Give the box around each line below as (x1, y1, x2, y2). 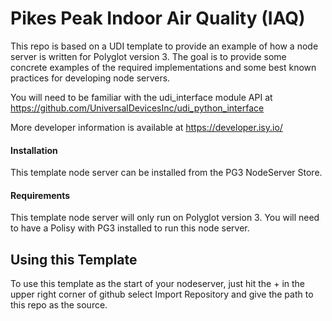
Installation (10, 144, 58, 156)
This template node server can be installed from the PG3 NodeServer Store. (10, 167, 323, 179)
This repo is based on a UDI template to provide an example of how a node (10, 40, 319, 52)
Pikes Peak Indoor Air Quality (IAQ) (10, 7, 306, 30)
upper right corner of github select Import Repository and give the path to (10, 288, 314, 301)
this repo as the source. (10, 299, 108, 311)
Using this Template (10, 251, 138, 268)
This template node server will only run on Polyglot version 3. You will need (10, 212, 320, 224)
